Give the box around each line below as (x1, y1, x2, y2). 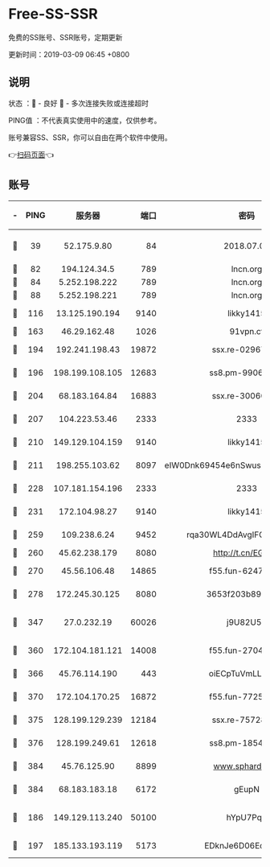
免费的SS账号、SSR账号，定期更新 (8, 32, 123, 42)
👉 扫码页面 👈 (8, 150, 55, 159)
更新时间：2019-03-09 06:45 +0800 (8, 49, 130, 59)
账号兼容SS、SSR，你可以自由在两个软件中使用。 (8, 132, 172, 142)
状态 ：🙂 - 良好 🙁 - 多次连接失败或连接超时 (8, 98, 149, 108)
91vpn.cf (229, 325, 264, 336)
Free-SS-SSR (8, 5, 98, 23)
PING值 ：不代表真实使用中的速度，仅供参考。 (8, 115, 162, 125)
